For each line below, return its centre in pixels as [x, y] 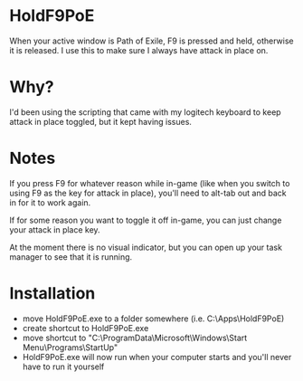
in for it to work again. [50, 202]
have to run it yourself [63, 367]
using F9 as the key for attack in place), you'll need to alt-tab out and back [148, 193]
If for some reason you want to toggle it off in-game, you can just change [146, 220]
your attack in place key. [55, 229]
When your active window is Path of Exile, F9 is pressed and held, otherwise [151, 41]
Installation [52, 293]
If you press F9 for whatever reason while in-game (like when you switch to [150, 183]
